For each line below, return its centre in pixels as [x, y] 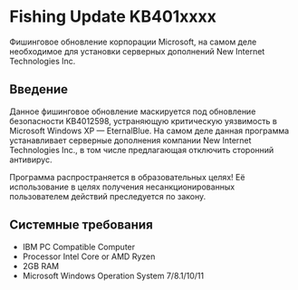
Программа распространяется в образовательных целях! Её [127, 177]
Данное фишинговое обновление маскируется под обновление [133, 111]
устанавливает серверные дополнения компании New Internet [130, 140]
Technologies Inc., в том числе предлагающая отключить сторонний [142, 150]
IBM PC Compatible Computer [79, 246]
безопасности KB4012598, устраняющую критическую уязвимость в [144, 121]
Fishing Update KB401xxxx [113, 17]
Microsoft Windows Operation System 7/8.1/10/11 [113, 275]
